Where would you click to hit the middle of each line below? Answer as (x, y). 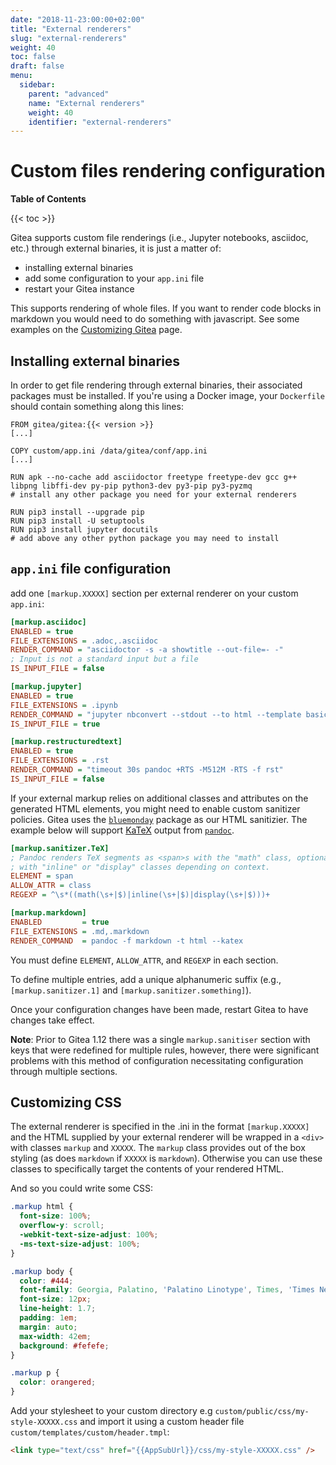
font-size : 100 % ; (55, 1216)
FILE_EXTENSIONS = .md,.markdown (80, 931)
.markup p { (35, 1373)
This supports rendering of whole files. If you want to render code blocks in (166, 308)
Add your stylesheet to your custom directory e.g (111, 1410)
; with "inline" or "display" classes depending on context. (140, 867)
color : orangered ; (58, 1382)
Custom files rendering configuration (168, 171)
